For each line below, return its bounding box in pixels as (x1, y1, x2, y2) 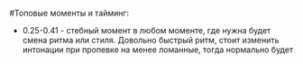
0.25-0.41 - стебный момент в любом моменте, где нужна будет (22, 25, 271, 35)
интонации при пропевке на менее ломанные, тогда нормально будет (22, 44, 294, 55)
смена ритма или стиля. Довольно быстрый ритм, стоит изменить (22, 35, 280, 45)
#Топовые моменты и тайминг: (9, 8, 129, 18)
